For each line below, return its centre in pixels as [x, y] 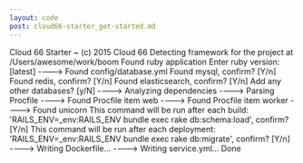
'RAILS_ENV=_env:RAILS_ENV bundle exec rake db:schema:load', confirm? [149, 120]
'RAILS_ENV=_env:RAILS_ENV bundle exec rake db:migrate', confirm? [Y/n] [150, 139]
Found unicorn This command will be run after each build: [141, 110]
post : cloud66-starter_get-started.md [83, 26]
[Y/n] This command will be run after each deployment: [112, 129]
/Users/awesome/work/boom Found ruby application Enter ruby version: [145, 62]
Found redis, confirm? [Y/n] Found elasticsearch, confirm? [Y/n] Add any [146, 81]
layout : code [34, 18]
